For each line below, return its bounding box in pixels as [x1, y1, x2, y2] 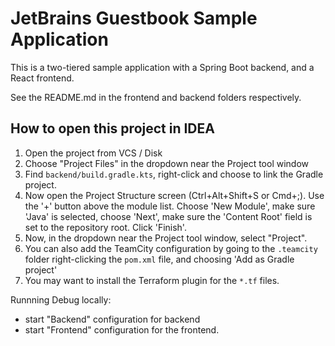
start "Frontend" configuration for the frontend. [24, 323, 220, 336]
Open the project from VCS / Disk [24, 147, 163, 159]
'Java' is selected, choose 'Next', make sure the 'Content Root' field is [24, 210, 313, 222]
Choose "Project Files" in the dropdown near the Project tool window [24, 157, 310, 169]
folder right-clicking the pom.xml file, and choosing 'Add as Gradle [24, 253, 295, 265]
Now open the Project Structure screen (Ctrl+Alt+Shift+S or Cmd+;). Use [24, 189, 325, 201]
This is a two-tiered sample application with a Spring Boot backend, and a [10, 61, 315, 73]
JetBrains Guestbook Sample [10, 7, 258, 30]
